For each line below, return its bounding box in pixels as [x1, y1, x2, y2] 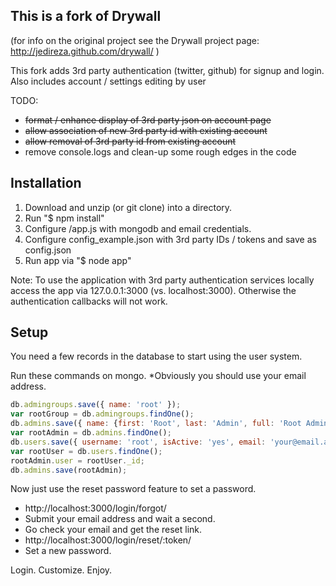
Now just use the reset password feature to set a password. [10, 483, 257, 495]
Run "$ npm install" [24, 212, 105, 224]
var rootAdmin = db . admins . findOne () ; [10, 428, 172, 438]
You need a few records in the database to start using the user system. [10, 350, 303, 363]
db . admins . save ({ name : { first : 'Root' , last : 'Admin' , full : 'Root [10, 419, 302, 429]
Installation [10, 175, 82, 192]
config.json [24, 244, 72, 256]
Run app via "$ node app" [24, 254, 132, 266]
